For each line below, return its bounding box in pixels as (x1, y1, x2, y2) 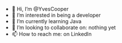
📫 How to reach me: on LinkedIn (11, 31, 92, 37)
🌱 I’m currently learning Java (11, 18, 82, 24)
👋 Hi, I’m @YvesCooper (11, 6, 69, 12)
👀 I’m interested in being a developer (11, 12, 101, 19)
